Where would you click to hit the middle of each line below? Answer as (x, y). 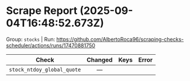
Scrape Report (42, 11)
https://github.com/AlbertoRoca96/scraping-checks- (120, 39)
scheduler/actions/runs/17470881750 (51, 45)
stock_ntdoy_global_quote (45, 69)
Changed (100, 59)
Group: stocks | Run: (31, 39)
